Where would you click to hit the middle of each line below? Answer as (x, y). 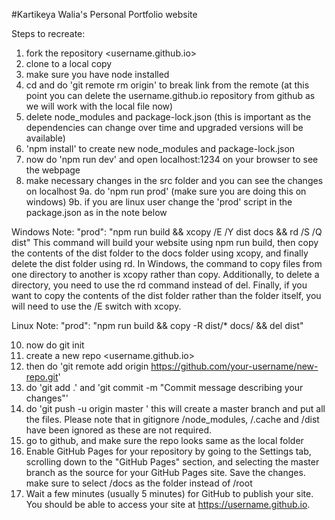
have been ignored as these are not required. (119, 430)
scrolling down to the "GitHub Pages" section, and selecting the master (172, 462)
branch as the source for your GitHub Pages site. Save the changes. (165, 472)
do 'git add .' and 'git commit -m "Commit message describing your (164, 387)
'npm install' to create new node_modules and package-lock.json (160, 148)
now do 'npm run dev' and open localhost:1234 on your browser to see (172, 159)
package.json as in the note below (96, 212)
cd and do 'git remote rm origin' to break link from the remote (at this (167, 85)
